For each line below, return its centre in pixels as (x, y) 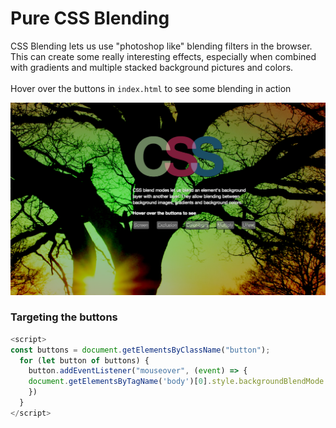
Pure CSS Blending (90, 18)
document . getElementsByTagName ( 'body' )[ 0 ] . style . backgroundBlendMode (176, 382)
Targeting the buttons (64, 317)
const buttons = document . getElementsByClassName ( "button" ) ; (140, 350)
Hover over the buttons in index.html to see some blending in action (151, 88)
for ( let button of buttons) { (84, 360)
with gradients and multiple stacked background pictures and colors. (152, 67)
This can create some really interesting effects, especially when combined (163, 56)
